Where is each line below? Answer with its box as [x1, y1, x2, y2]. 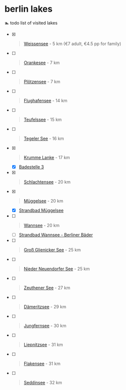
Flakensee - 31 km [23, 361, 61, 367]
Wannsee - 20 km [23, 223, 60, 229]
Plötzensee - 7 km [23, 78, 60, 84]
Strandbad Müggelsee [18, 207, 64, 213]
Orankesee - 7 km [23, 60, 60, 66]
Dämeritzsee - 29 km [23, 304, 67, 310]
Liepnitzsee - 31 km [23, 342, 63, 348]
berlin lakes [4, 3, 53, 15]
